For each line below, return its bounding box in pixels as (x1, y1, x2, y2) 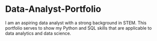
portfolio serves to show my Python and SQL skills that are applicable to (5, 25, 152, 31)
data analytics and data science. (5, 30, 71, 36)
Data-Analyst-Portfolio (5, 3, 102, 15)
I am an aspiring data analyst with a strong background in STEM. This (5, 20, 147, 26)
